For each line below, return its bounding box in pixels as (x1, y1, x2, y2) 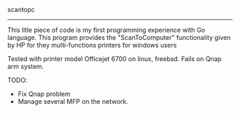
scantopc (7, 6, 36, 14)
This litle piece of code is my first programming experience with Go (7, 26, 206, 34)
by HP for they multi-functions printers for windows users (7, 41, 177, 49)
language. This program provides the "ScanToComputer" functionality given (7, 33, 231, 41)
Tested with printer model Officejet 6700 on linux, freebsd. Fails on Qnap (7, 55, 222, 63)
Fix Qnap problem (17, 90, 71, 98)
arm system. (7, 63, 44, 70)
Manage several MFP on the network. (17, 97, 129, 105)
